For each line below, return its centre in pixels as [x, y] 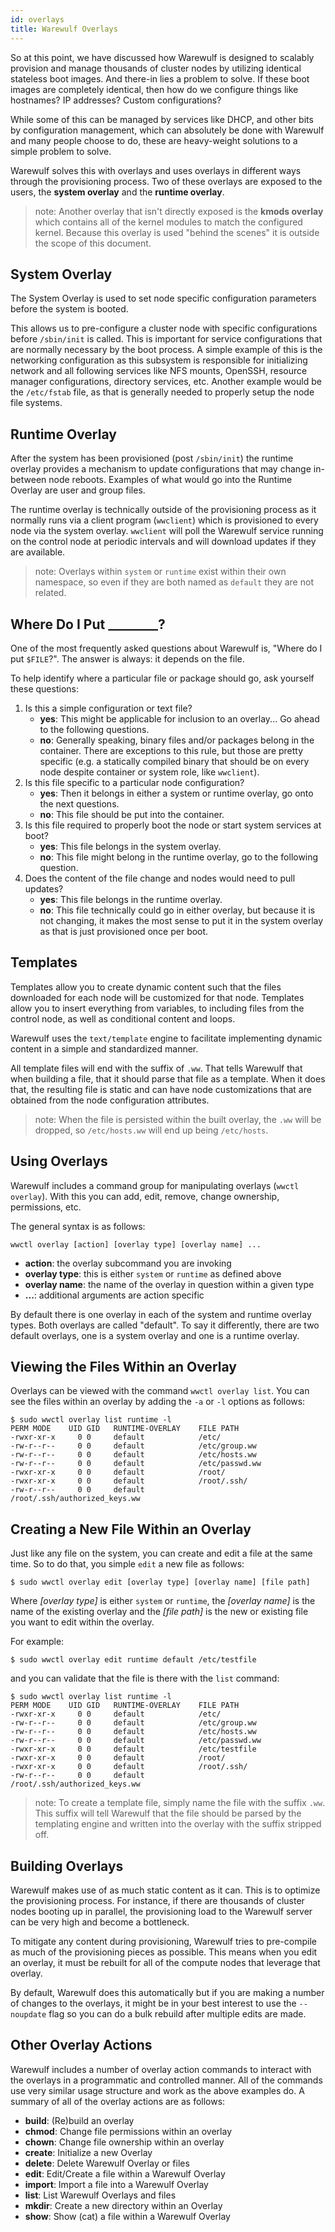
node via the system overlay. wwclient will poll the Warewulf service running [167, 531]
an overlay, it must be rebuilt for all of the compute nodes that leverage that [165, 1962]
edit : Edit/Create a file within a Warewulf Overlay [125, 2173]
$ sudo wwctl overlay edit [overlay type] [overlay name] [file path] [160, 1582]
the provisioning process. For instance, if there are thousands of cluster [157, 1900]
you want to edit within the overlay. [82, 1622]
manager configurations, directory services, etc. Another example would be [166, 382]
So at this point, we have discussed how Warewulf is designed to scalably [162, 57]
